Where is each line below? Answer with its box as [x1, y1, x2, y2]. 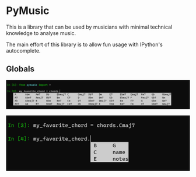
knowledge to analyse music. [6, 29, 76, 36]
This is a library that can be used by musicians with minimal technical [6, 23, 173, 30]
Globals [6, 64, 35, 74]
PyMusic [6, 4, 50, 18]
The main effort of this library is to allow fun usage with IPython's [6, 41, 163, 48]
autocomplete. [6, 47, 41, 54]
